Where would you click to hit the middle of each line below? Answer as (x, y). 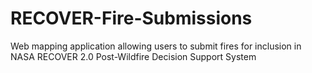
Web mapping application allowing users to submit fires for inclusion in (156, 46)
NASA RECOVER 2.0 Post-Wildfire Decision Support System (133, 56)
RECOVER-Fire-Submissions (131, 18)
